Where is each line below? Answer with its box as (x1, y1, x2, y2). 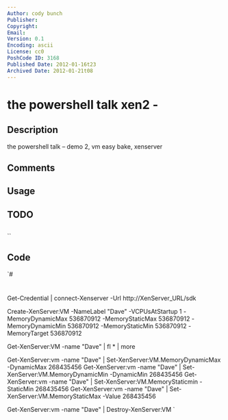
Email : (7, 29, 26, 36)
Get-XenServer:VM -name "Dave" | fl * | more (7, 343, 136, 351)
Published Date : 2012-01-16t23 (7, 61, 97, 68)
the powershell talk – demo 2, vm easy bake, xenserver (7, 142, 163, 151)
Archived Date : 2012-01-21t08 (7, 67, 94, 74)
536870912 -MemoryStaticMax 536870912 (68, 314, 190, 323)
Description (7, 124, 58, 136)
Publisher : (7, 16, 38, 23)
